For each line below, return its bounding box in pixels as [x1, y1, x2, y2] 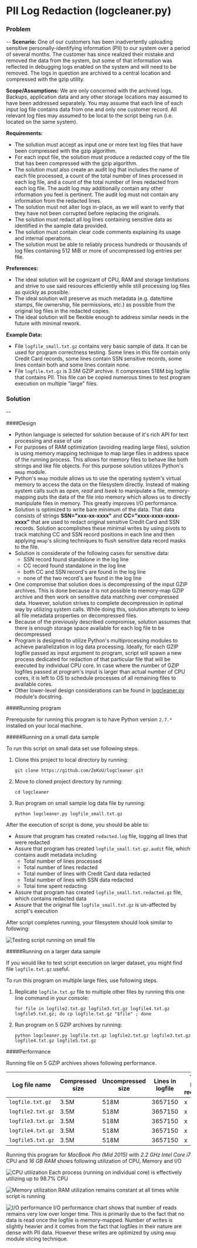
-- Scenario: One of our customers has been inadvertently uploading [6, 38, 173, 45]
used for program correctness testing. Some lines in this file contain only [14, 349, 191, 356]
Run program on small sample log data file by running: [14, 799, 145, 806]
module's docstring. [14, 693, 63, 700]
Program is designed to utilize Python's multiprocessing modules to [14, 637, 178, 644]
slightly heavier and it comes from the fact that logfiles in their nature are [6, 1223, 182, 1230]
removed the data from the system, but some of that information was [6, 57, 172, 64]
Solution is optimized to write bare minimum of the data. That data [14, 506, 175, 513]
